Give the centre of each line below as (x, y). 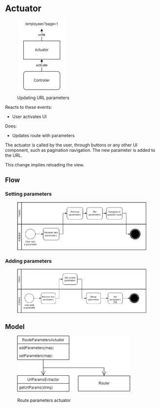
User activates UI (29, 116)
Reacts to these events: (28, 107)
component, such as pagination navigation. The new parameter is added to (80, 150)
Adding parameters (28, 261)
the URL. (14, 155)
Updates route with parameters (43, 135)
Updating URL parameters (43, 98)
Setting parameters (28, 194)
